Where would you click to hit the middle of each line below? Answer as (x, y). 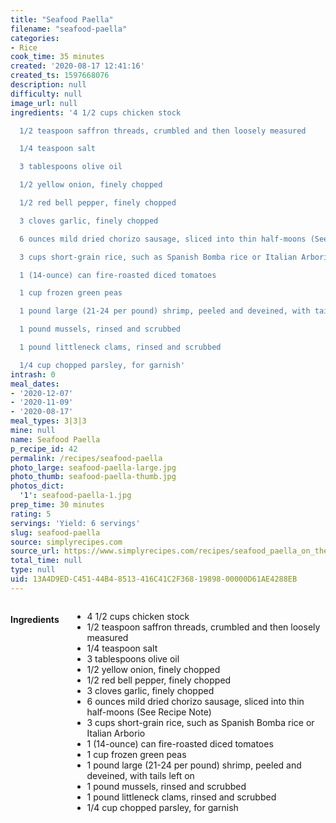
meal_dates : (35, 384)
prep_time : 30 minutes (57, 505)
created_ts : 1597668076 (60, 76)
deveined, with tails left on (140, 775)
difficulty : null (46, 94)
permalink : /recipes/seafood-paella (86, 458)
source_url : (35, 551)
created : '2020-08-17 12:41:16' (77, 66)
